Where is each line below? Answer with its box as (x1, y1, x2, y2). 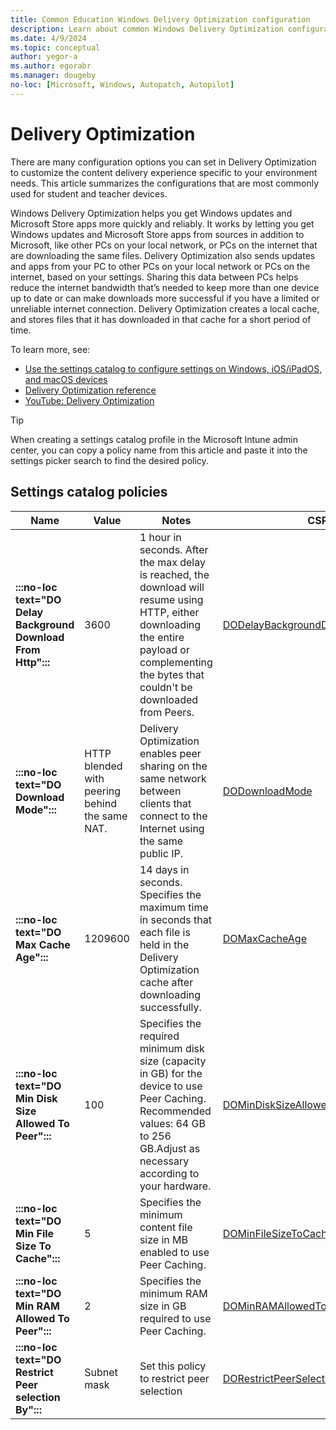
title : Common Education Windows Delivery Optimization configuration (10, 14, 311, 25)
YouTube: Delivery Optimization (24, 394, 155, 406)
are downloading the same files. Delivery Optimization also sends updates (10, 249, 316, 261)
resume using (139, 592, 204, 606)
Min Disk (15, 1091, 58, 1105)
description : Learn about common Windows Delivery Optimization (10, 24, 284, 34)
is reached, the (139, 567, 210, 581)
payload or (139, 642, 190, 656)
